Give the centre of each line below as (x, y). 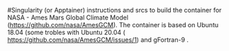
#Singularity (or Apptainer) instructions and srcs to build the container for (114, 10)
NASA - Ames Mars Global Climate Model (68, 17)
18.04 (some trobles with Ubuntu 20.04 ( (66, 32)
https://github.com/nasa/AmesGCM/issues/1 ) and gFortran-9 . (98, 40)
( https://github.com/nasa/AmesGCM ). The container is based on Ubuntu (113, 25)
